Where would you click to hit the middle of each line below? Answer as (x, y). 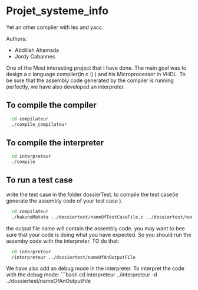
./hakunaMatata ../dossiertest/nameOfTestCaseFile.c (77, 217)
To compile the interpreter (55, 143)
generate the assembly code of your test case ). (64, 201)
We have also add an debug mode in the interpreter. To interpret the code (95, 268)
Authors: (16, 38)
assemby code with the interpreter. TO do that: (63, 241)
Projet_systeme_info (57, 11)
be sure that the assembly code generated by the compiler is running (90, 80)
